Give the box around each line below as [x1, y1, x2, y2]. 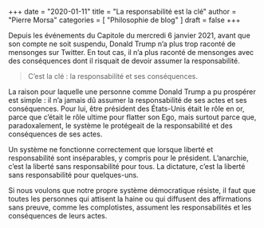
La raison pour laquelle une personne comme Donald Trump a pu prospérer [8, 87, 257, 96]
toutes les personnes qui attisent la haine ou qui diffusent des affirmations [8, 195, 252, 203]
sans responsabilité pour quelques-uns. [8, 171, 139, 179]
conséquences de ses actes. [8, 129, 103, 139]
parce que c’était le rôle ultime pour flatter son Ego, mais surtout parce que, [8, 112, 257, 122]
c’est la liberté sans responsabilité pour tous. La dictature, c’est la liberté [8, 162, 246, 171]
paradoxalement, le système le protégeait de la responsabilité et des [8, 121, 233, 130]
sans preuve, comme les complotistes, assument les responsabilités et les [8, 202, 252, 212]
